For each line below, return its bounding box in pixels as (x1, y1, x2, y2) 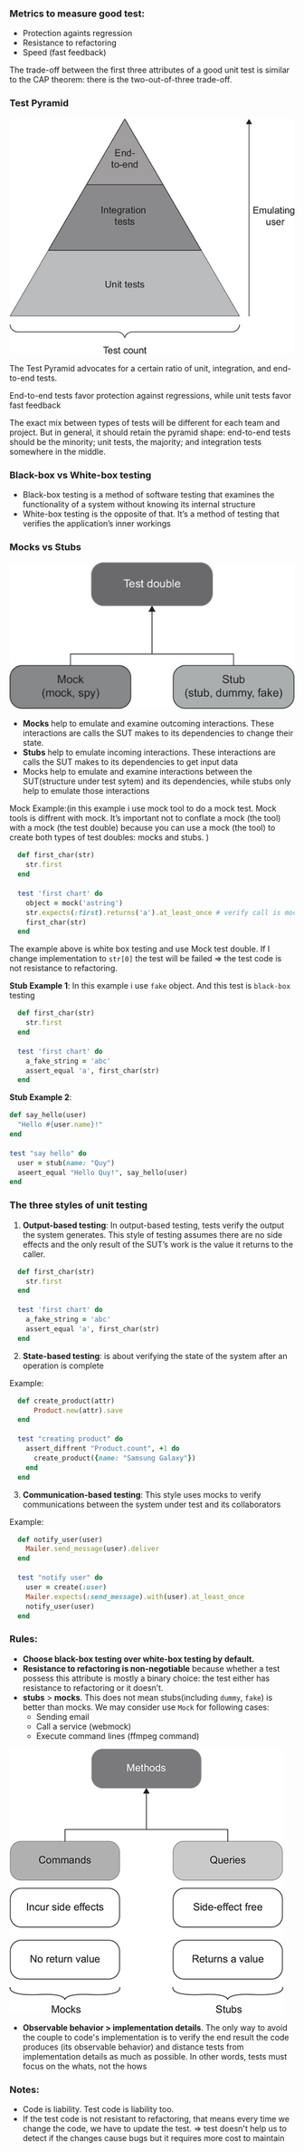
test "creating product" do (17, 1434, 124, 1443)
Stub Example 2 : (9, 1092, 72, 1103)
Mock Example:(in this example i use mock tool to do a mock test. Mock (9, 803, 277, 814)
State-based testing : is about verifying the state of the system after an (22, 1350, 288, 1361)
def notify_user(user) (17, 1535, 103, 1544)
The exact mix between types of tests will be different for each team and (9, 418, 280, 429)
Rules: (9, 1633, 38, 1645)
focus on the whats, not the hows (22, 2060, 147, 2071)
